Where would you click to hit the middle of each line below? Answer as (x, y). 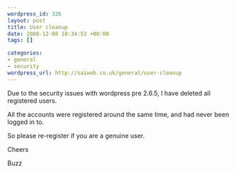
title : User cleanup (38, 27)
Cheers (18, 149)
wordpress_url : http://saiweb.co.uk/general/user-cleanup (95, 73)
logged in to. (26, 122)
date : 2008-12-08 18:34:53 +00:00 (58, 34)
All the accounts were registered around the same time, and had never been (118, 114)
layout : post (27, 21)
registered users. (32, 101)
